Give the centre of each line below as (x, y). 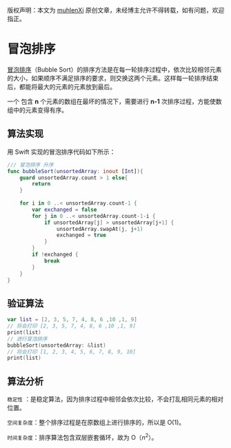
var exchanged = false (64, 210)
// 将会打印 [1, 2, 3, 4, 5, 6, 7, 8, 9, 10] (72, 352)
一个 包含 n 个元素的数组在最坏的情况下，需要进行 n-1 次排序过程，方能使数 (114, 101)
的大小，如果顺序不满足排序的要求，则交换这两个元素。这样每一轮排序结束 (113, 78)
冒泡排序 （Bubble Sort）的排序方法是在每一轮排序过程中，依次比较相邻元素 (114, 69)
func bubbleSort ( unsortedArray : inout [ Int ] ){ (75, 171)
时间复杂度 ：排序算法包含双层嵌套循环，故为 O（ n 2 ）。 (82, 437)
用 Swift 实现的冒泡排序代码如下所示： (61, 152)
